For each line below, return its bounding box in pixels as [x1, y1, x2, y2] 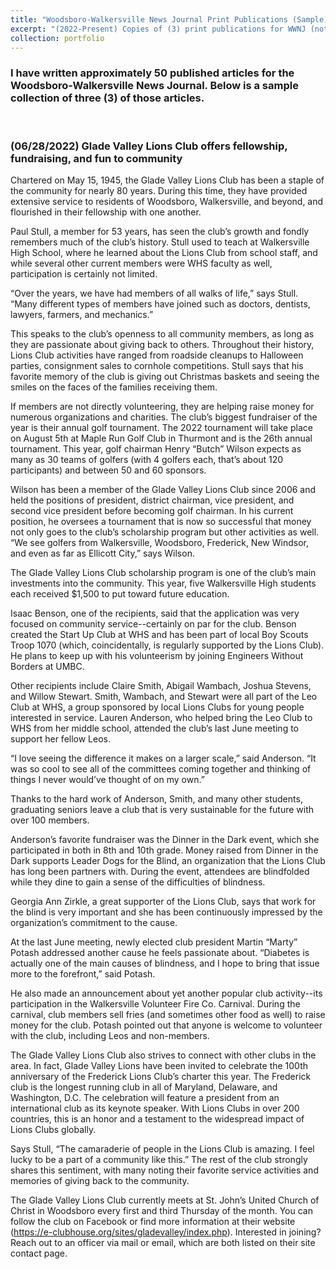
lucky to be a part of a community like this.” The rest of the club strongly [10, 1153, 308, 1165]
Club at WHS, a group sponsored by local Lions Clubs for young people [10, 701, 305, 713]
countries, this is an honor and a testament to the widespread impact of [10, 1112, 305, 1125]
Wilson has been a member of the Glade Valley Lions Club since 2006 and [10, 483, 317, 495]
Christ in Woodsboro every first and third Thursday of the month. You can [10, 1204, 313, 1216]
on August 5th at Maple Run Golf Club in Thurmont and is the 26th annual [10, 432, 313, 444]
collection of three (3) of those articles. [10, 91, 205, 105]
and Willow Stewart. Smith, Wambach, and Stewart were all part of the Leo [10, 690, 318, 702]
